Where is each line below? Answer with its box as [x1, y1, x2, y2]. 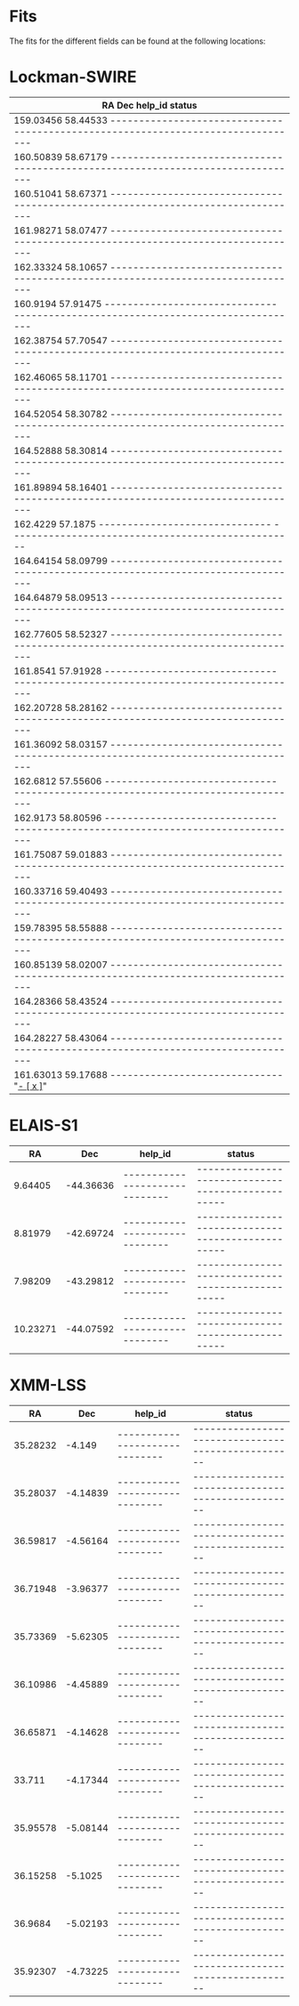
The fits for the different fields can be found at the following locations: [9, 36, 266, 46]
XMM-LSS [9, 1375, 87, 1395]
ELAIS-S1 [9, 1115, 78, 1136]
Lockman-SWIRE [9, 67, 137, 87]
